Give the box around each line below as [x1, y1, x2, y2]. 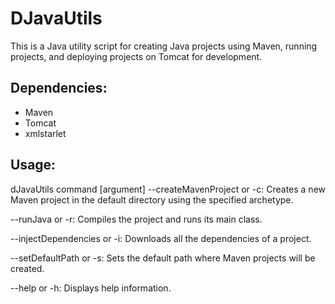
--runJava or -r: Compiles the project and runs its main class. [10, 213, 263, 225]
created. [10, 262, 45, 274]
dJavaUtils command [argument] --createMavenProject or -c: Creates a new [10, 183, 326, 195]
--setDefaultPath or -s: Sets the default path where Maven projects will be [10, 252, 316, 264]
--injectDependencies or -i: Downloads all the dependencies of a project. [10, 232, 312, 244]
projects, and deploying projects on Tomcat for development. [10, 50, 263, 62]
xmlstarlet [24, 127, 67, 139]
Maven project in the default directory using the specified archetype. [10, 193, 294, 206]
